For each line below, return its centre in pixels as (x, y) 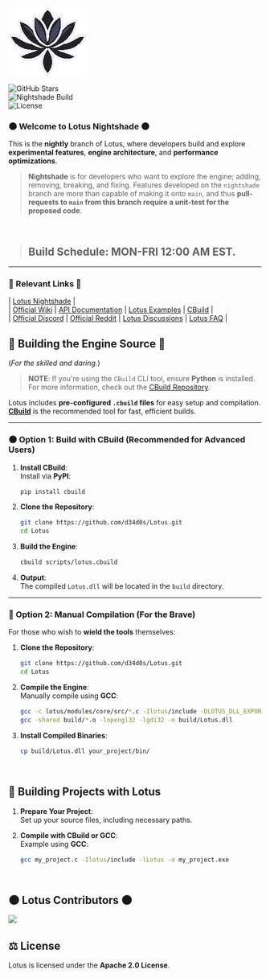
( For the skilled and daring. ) (54, 363)
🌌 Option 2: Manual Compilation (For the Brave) (102, 614)
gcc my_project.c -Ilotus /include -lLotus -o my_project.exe (125, 860)
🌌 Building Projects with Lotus (85, 792)
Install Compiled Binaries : (63, 735)
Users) (22, 450)
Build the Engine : (49, 547)
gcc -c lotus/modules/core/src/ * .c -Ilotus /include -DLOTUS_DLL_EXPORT (142, 712)
